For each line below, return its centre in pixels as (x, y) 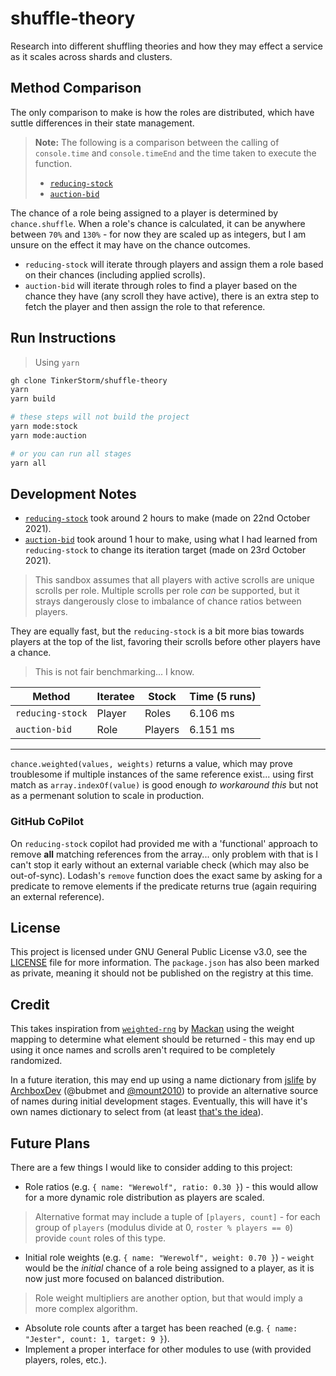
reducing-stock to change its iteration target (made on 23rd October (165, 550)
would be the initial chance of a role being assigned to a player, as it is (169, 1268)
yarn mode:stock (44, 427)
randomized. (36, 1061)
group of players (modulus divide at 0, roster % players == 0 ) (163, 1228)
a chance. (31, 653)
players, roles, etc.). (65, 1360)
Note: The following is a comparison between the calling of (157, 142)
